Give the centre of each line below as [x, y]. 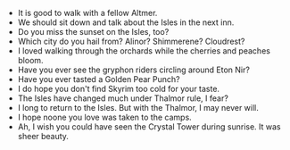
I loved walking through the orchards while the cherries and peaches [144, 51]
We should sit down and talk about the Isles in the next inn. [126, 22]
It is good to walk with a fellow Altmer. [87, 13]
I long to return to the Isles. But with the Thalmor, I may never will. [138, 108]
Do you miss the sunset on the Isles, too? [93, 32]
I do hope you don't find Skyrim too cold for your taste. [119, 89]
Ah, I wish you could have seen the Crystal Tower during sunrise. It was [149, 127]
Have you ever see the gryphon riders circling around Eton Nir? [133, 70]
